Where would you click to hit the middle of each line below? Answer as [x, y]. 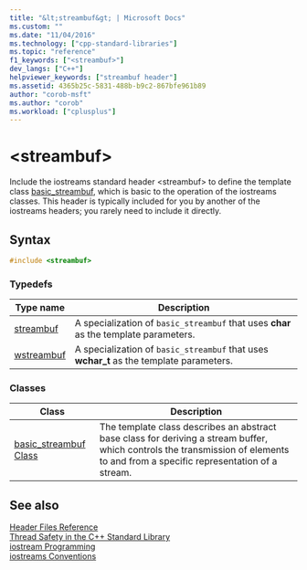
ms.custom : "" [37, 26]
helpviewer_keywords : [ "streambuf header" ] [94, 78]
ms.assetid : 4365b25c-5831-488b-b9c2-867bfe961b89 [108, 86]
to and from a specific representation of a [188, 461]
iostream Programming [53, 547]
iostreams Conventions [53, 556]
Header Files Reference [54, 527]
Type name [40, 308]
